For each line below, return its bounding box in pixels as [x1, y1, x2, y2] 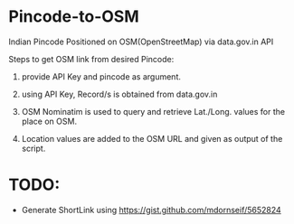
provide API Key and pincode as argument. [21, 70, 182, 82]
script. [21, 143, 46, 154]
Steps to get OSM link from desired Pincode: [8, 53, 175, 64]
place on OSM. [21, 116, 78, 126]
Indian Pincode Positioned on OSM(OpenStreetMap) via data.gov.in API [8, 36, 274, 47]
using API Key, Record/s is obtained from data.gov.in [21, 89, 218, 99]
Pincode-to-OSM [8, 6, 139, 27]
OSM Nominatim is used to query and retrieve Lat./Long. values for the [21, 106, 286, 117]
